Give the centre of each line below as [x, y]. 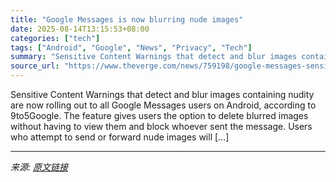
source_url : [35, 66]
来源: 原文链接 [39, 167]
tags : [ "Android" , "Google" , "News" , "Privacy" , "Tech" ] [131, 47]
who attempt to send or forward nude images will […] [120, 137]
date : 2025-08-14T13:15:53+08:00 [80, 29]
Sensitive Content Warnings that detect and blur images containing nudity [162, 94]
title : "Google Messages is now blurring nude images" [127, 19]
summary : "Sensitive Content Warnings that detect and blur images [154, 57]
